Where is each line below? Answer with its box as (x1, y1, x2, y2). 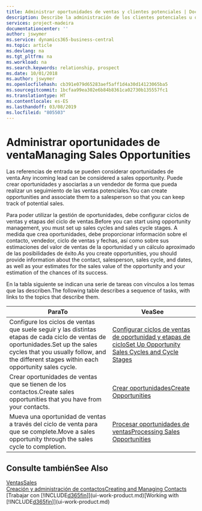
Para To (47, 308, 68, 316)
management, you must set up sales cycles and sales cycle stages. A (6, 224, 178, 231)
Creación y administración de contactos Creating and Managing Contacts (6, 485, 187, 493)
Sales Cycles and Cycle (112, 348, 179, 356)
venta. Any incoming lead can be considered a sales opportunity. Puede (6, 174, 183, 182)
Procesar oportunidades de (112, 420, 190, 429)
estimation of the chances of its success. (6, 269, 108, 277)
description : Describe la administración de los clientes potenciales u (6, 14, 192, 20)
